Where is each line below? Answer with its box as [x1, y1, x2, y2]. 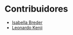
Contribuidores [4, 3, 69, 15]
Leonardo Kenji [11, 24, 43, 30]
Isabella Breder [11, 19, 43, 25]
